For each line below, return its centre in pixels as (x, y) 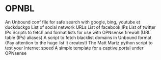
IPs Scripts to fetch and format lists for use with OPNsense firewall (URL (78, 32)
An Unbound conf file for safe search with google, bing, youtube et (73, 22)
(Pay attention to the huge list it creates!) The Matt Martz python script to (79, 42)
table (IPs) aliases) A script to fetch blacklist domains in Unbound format (78, 38)
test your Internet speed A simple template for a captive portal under (74, 48)
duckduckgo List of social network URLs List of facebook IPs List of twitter (80, 27)
